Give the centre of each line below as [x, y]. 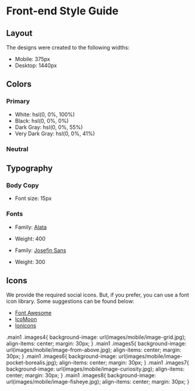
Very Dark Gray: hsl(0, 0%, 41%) [55, 134]
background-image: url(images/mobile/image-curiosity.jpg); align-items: [95, 369]
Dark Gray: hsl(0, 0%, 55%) [49, 127]
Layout [19, 33]
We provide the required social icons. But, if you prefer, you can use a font [98, 295]
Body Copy [23, 185]
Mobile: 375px [32, 59]
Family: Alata [31, 227]
